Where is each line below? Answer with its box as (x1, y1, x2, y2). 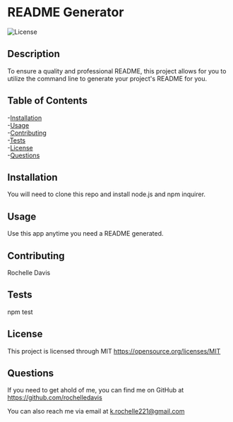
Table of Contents (7, 95, 88, 107)
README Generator (7, 4, 124, 20)
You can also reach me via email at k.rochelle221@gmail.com (7, 407, 185, 416)
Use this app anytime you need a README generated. (7, 229, 164, 238)
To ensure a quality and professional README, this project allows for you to (7, 66, 227, 75)
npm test (7, 308, 33, 316)
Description (7, 48, 60, 60)
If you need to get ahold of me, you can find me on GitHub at (7, 386, 184, 394)
